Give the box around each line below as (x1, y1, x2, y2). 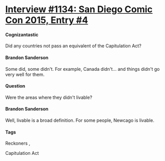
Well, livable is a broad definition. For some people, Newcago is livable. (5, 117, 154, 123)
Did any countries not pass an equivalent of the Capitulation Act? (5, 43, 142, 49)
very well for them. (5, 71, 45, 77)
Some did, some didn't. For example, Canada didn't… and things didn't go (5, 66, 160, 72)
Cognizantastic (5, 32, 39, 38)
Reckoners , (5, 140, 31, 146)
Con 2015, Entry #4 (5, 14, 88, 26)
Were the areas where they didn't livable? (5, 94, 93, 100)
